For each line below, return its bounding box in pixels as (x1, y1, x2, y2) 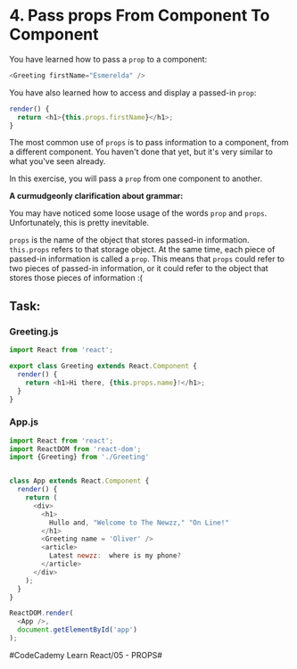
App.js (9, 416, 38, 428)
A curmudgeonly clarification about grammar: (9, 191, 184, 202)
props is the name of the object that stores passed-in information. (9, 235, 250, 245)
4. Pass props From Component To (9, 5, 270, 26)
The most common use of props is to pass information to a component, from (9, 137, 289, 148)
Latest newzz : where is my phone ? (48, 551, 181, 560)
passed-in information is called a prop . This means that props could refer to (9, 253, 285, 264)
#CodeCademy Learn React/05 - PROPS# (9, 649, 163, 660)
